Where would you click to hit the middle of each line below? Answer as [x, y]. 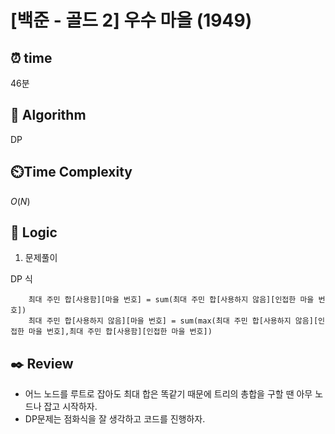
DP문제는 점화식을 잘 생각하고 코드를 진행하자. [115, 419]
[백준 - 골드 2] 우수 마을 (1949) [131, 20]
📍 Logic [34, 232]
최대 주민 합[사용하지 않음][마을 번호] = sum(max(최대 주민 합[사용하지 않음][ [173, 321]
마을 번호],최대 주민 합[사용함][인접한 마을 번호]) [120, 332]
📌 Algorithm [48, 115]
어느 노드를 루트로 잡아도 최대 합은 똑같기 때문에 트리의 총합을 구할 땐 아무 [168, 394]
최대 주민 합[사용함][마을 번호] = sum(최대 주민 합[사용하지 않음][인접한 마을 [171, 300]
